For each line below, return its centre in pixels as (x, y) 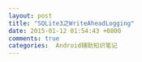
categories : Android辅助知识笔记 (63, 46)
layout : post (30, 16)
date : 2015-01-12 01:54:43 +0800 (65, 31)
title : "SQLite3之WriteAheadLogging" (72, 23)
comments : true (34, 38)
